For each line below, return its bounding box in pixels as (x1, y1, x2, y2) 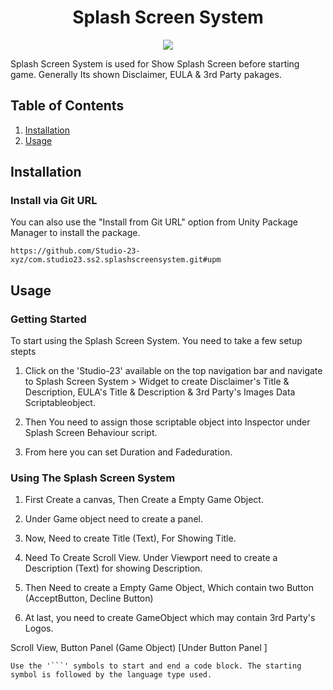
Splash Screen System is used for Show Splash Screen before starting (10, 57, 300, 70)
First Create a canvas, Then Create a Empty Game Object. (24, 494, 264, 506)
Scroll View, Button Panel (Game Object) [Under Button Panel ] (10, 642, 268, 654)
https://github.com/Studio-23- (10, 246, 141, 256)
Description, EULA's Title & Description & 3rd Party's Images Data (24, 386, 296, 398)
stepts (10, 346, 37, 358)
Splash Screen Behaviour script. (24, 427, 158, 439)
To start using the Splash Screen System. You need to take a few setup (10, 335, 303, 347)
